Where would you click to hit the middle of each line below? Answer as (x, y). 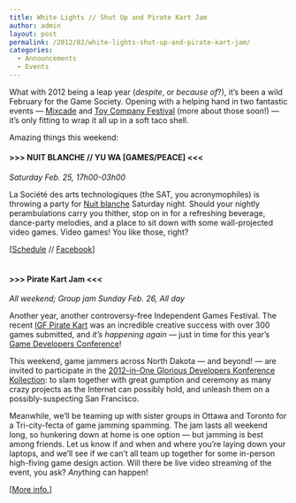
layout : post (33, 34)
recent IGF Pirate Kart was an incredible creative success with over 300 (140, 325)
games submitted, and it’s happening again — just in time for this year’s (140, 335)
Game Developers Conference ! (65, 344)
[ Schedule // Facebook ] (52, 250)
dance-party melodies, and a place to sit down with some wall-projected (141, 223)
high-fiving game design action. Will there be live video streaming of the (140, 463)
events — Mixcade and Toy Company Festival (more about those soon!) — (144, 111)
